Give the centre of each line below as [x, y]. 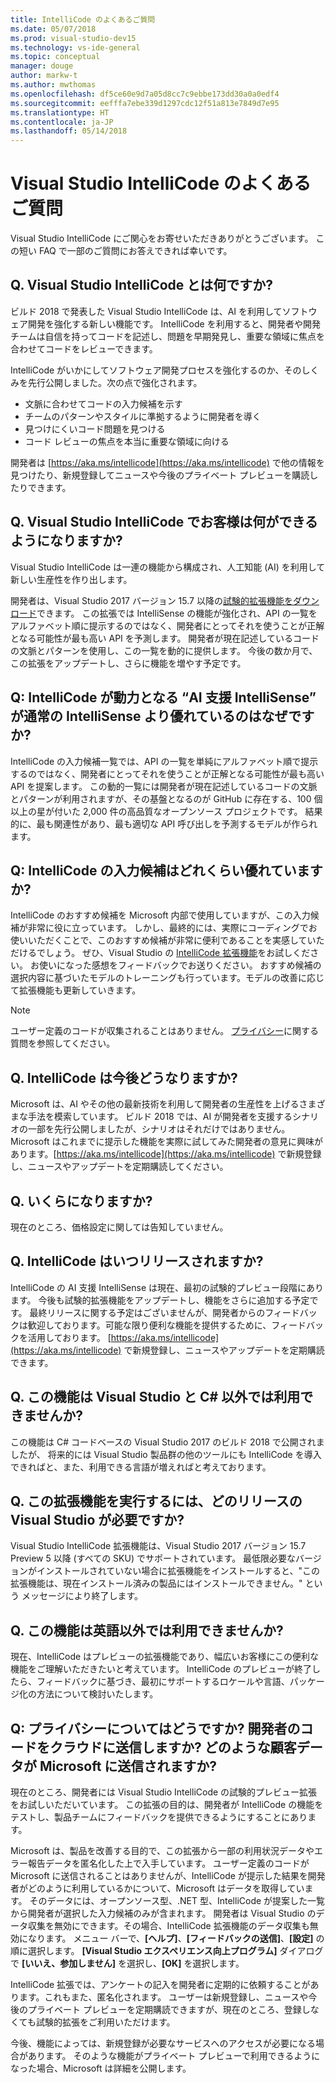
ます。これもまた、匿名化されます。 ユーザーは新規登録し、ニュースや [163, 1997]
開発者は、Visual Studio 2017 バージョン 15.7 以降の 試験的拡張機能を [151, 600]
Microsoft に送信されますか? [128, 1766]
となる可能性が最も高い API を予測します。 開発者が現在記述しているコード [165, 638]
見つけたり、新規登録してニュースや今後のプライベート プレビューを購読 [160, 475]
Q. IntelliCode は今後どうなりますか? [124, 1077]
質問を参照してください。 [63, 1043]
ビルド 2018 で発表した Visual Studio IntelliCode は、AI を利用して [146, 311]
